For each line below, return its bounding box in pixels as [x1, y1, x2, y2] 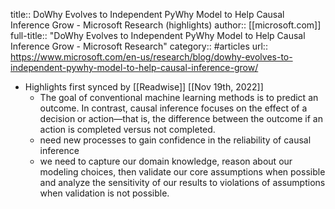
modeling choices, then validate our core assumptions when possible [39, 166, 326, 178]
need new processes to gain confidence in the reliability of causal [39, 134, 312, 146]
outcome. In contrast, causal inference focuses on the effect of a [39, 102, 308, 114]
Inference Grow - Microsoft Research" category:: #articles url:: [10, 40, 268, 52]
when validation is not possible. [39, 187, 170, 199]
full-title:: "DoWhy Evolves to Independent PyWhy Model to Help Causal [10, 30, 306, 41]
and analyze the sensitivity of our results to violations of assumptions [39, 177, 326, 188]
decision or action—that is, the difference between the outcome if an [39, 113, 323, 124]
